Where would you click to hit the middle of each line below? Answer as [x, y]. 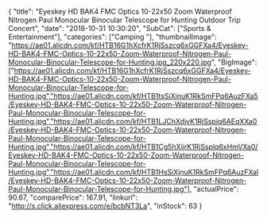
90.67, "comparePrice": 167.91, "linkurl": [73, 197]
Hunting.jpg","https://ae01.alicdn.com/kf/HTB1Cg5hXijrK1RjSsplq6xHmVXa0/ [133, 147]
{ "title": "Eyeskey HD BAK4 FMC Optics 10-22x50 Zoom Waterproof [120, 12]
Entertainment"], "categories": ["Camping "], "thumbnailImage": [112, 37]
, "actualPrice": [214, 189]
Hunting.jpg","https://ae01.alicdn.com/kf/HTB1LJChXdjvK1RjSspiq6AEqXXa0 [133, 121]
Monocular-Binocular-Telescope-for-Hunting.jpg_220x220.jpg [110, 62]
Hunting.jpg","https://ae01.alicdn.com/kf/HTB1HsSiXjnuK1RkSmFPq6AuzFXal [133, 172]
